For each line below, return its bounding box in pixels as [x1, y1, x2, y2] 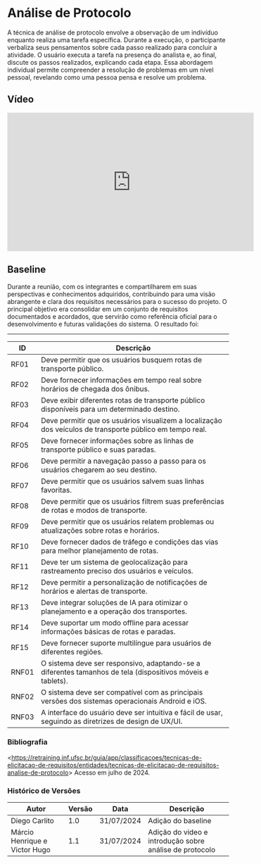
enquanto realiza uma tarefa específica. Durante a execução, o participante [7, 35, 227, 44]
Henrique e [11, 836, 48, 846]
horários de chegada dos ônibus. [41, 383, 150, 393]
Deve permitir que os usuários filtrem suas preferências [41, 496, 224, 506]
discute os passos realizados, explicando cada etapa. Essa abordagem [7, 58, 213, 66]
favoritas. [41, 485, 72, 495]
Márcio [11, 827, 34, 837]
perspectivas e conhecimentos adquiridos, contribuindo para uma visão [7, 290, 216, 298]
